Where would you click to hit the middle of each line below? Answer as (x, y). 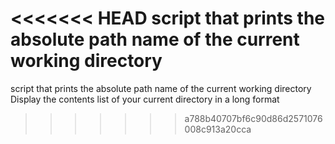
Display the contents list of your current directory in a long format (145, 99)
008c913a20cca (218, 129)
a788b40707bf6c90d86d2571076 (253, 118)
